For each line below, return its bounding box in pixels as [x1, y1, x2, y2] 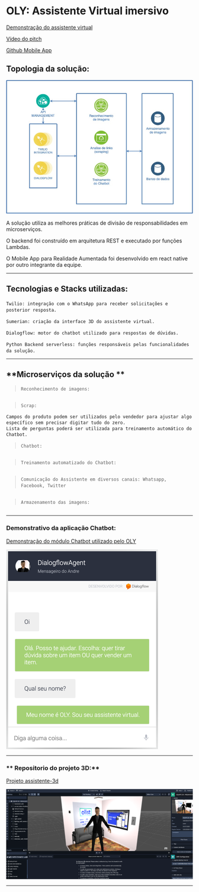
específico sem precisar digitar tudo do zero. [6, 420, 126, 426]
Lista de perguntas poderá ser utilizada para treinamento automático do [6, 426, 192, 432]
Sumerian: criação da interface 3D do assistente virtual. [6, 318, 155, 324]
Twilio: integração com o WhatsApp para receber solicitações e [6, 300, 168, 306]
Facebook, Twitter [20, 483, 66, 489]
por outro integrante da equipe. [6, 261, 83, 268]
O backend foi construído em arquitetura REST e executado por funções [6, 237, 182, 244]
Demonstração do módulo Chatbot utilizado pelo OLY [6, 538, 136, 545]
